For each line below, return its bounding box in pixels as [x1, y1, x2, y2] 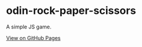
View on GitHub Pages [6, 34, 61, 41]
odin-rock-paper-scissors [6, 4, 137, 17]
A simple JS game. [6, 23, 52, 30]
